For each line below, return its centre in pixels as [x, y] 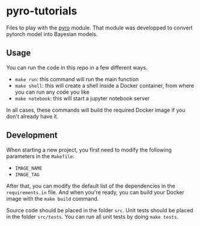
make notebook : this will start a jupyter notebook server [82, 98]
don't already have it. [32, 116]
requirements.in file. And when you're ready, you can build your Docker [95, 192]
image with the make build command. [53, 198]
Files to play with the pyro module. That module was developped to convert [100, 28]
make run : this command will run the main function [77, 79]
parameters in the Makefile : [41, 156]
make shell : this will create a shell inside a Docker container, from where [105, 85]
